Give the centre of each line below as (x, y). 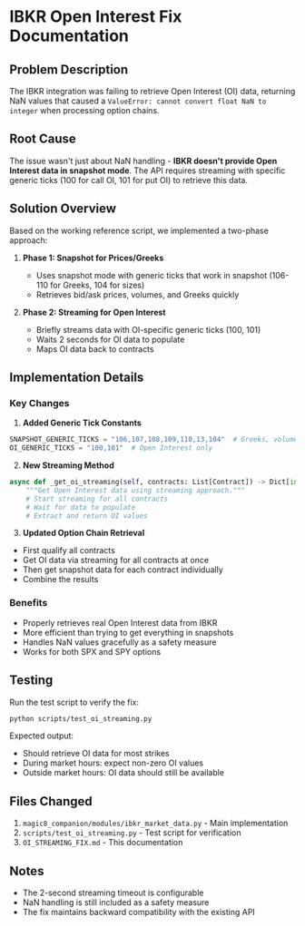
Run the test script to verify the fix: (74, 702)
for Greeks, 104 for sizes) (97, 285)
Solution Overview (63, 209)
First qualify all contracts (69, 551)
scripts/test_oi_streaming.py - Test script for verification (132, 833)
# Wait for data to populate (81, 507)
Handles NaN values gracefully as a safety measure (119, 642)
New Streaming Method (69, 465)
